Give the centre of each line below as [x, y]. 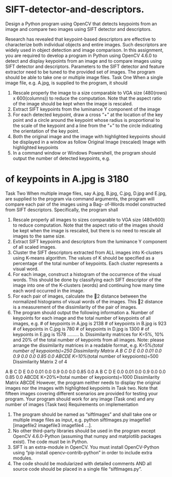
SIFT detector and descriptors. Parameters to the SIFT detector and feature [85, 66]
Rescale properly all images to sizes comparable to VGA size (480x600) [89, 219]
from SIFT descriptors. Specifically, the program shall [62, 210]
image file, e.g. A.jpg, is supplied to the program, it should [66, 83]
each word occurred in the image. [49, 290]
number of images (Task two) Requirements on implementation [72, 404]
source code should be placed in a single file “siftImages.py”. [77, 469]
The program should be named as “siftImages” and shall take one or [85, 414]
